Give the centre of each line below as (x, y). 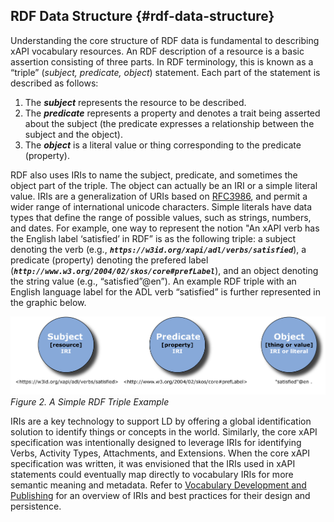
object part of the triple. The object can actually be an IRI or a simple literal (164, 185)
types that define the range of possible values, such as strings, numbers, (161, 217)
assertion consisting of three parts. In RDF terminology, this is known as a (162, 61)
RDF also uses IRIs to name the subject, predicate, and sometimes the (154, 175)
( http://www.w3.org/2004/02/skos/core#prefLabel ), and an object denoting (164, 270)
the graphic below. (48, 302)
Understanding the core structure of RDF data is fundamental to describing (165, 40)
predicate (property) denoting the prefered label (109, 260)
